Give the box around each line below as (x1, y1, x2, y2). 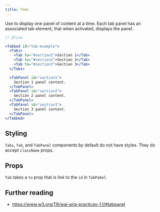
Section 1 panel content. (14, 80, 66, 85)
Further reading (5, 188, 53, 197)
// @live (5, 35, 23, 40)
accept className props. (5, 147, 54, 153)
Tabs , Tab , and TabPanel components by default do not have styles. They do (5, 142, 155, 148)
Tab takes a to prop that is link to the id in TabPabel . (5, 175, 108, 180)
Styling (5, 129, 28, 138)
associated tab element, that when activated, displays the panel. (5, 25, 133, 32)
